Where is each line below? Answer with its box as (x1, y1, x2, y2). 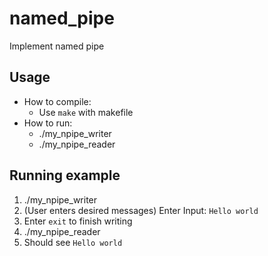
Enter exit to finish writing (23, 215, 133, 227)
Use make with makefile (38, 106, 134, 118)
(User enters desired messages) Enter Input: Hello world (23, 204, 259, 216)
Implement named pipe (9, 40, 105, 52)
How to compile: (23, 95, 92, 107)
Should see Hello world (23, 236, 123, 248)
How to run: (23, 117, 73, 129)
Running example (9, 167, 121, 184)
